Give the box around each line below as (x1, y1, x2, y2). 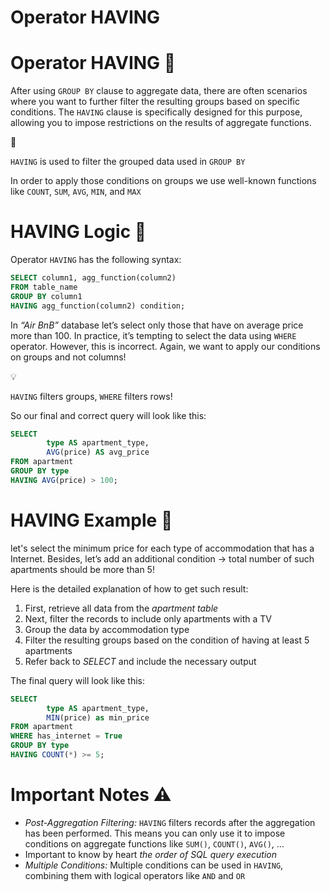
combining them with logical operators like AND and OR (24, 869, 246, 881)
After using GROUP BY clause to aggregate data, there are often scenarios (10, 85, 308, 97)
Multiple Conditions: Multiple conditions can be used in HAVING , (24, 859, 284, 871)
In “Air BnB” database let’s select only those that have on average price (10, 319, 304, 331)
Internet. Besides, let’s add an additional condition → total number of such (10, 552, 315, 565)
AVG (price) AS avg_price (46, 447, 150, 458)
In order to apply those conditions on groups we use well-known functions (10, 175, 317, 187)
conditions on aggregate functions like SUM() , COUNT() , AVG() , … (24, 837, 285, 850)
